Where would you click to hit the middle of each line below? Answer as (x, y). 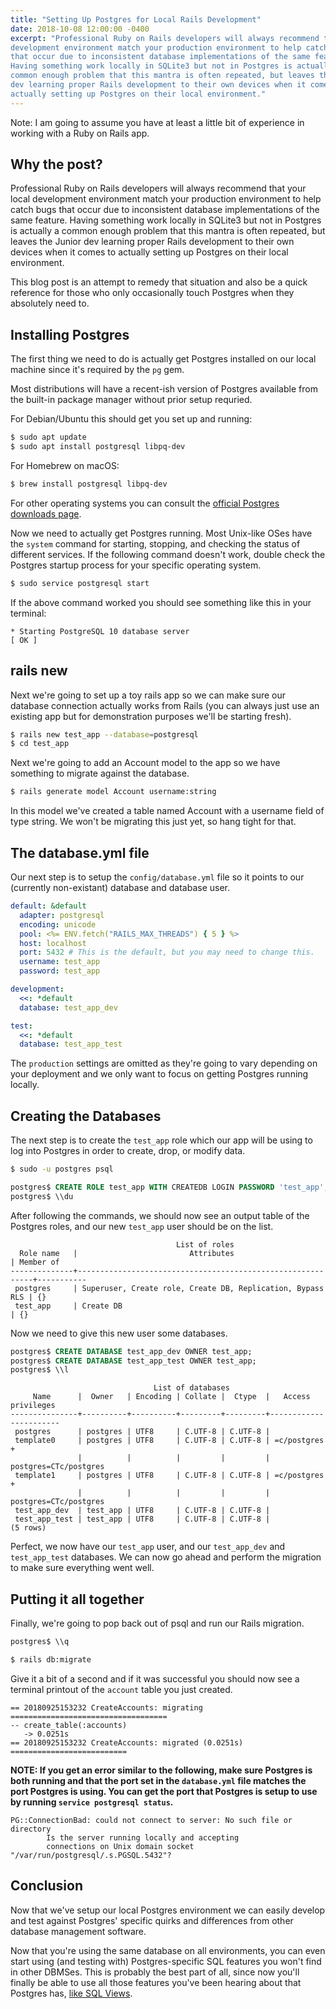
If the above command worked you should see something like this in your (161, 602)
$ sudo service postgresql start (80, 583)
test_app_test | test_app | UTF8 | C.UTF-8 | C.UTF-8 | (142, 1519)
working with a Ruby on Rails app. (80, 133)
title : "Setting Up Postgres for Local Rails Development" (136, 19)
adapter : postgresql (62, 915)
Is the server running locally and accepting (143, 1837)
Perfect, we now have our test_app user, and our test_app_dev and (148, 1547)
